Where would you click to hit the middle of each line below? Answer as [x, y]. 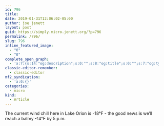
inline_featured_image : [29, 46]
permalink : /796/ [23, 37]
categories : [17, 86]
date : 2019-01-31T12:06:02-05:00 [39, 18]
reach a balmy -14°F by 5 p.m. [35, 119]
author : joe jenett [25, 23]
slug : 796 [15, 41]
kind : [10, 95]
